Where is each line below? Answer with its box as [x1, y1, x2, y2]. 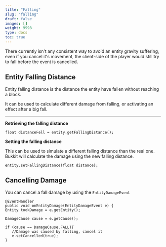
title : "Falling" [5, 7, 41, 12]
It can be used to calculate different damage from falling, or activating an [5, 101, 154, 106]
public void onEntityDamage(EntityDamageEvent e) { [5, 203, 114, 208]
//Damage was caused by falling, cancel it [11, 229, 103, 234]
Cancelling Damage [5, 176, 67, 185]
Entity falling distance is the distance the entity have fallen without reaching [5, 86, 159, 92]
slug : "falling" [5, 12, 39, 17]
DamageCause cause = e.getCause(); [5, 216, 79, 221]
